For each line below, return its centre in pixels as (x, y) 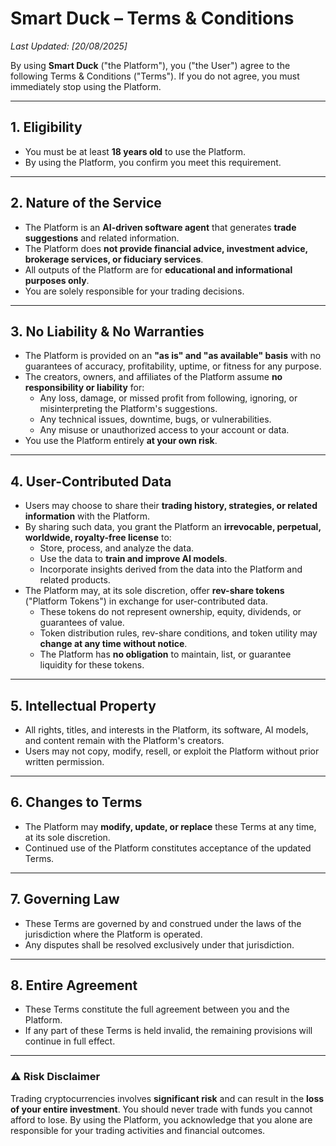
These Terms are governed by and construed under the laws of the (163, 923)
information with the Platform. (87, 516)
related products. (75, 580)
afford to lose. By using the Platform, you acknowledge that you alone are (161, 1119)
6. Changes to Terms (76, 802)
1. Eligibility (46, 127)
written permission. (64, 761)
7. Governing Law (65, 899)
